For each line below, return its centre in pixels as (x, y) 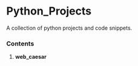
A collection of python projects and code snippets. (69, 28)
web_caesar (31, 57)
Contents (20, 44)
